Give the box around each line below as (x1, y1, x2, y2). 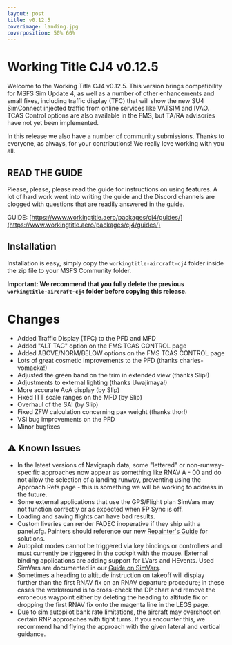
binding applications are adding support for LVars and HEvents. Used (17, 556, 214, 564)
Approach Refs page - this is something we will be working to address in (17, 483, 224, 491)
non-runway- (186, 460, 224, 469)
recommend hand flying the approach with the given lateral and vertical (17, 622, 221, 630)
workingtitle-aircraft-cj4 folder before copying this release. (7, 287, 188, 295)
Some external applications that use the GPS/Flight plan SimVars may (17, 497, 215, 505)
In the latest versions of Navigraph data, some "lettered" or (17, 460, 185, 469)
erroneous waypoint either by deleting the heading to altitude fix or (17, 592, 209, 601)
